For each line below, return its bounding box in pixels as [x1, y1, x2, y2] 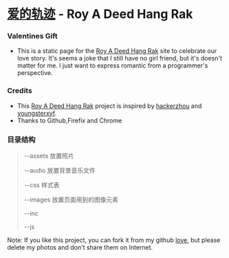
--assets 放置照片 [23, 152, 74, 160]
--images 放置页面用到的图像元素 [23, 195, 119, 204]
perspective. [17, 69, 53, 77]
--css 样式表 [23, 181, 60, 189]
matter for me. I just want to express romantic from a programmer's [17, 61, 208, 69]
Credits [7, 86, 32, 96]
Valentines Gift [7, 32, 58, 41]
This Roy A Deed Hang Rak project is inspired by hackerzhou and [17, 101, 202, 110]
